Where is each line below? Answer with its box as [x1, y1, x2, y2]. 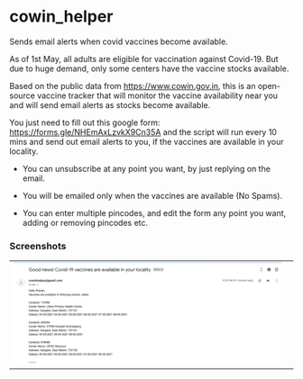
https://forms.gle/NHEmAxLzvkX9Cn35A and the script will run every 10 [9, 126, 278, 137]
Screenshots [9, 239, 67, 252]
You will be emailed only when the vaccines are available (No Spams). [22, 190, 282, 201]
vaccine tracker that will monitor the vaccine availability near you [37, 90, 278, 101]
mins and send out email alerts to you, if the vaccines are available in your [9, 136, 284, 147]
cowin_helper [9, 6, 114, 27]
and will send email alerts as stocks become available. [9, 99, 211, 110]
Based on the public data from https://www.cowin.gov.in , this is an [9, 80, 256, 91]
